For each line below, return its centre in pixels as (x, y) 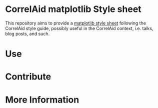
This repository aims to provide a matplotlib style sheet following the (76, 23)
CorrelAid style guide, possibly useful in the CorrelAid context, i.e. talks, (79, 28)
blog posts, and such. (27, 33)
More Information (42, 100)
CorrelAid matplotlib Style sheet (73, 9)
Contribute (28, 77)
